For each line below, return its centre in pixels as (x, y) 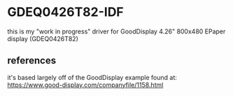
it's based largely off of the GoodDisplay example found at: (92, 77)
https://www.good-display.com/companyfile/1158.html (85, 85)
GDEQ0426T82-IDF (65, 12)
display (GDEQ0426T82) (43, 38)
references (32, 61)
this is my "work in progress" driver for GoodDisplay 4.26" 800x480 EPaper (116, 31)
